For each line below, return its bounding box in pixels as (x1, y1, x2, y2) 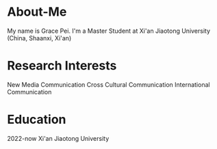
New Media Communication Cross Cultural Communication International (7, 80, 210, 89)
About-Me (7, 4, 67, 20)
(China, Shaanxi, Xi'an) (7, 33, 72, 42)
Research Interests (7, 58, 117, 74)
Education (7, 112, 66, 127)
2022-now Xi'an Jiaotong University (7, 134, 110, 142)
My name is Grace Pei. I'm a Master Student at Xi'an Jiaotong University (7, 27, 211, 35)
